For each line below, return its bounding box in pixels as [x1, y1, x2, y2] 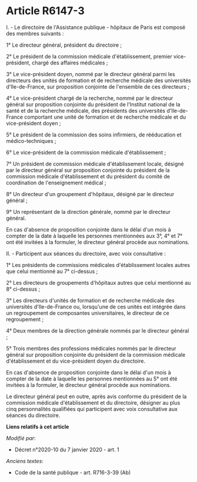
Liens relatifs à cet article [6, 423, 69, 430]
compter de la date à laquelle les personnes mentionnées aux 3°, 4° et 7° [6, 232, 183, 239]
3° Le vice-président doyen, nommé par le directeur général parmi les [6, 70, 175, 77]
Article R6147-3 [6, 4, 85, 18]
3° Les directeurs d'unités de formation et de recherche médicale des [6, 297, 175, 304]
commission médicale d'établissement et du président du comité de [6, 172, 171, 180]
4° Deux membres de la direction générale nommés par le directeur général [6, 327, 189, 334]
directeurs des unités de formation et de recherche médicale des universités [6, 77, 191, 84]
